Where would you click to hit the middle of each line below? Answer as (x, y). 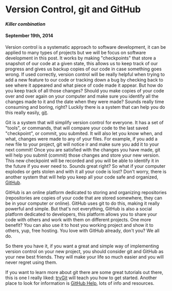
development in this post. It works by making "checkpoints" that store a (81, 58)
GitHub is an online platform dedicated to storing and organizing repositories (86, 192)
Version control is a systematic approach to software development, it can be (86, 47)
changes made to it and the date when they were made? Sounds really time (85, 102)
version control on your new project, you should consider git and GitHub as (84, 251)
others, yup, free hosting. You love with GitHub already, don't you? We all (82, 230)
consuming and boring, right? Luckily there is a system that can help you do (85, 107)
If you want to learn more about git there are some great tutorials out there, (84, 272)
